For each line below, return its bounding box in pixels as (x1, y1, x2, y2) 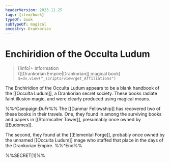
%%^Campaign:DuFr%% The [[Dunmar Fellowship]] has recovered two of (5, 105, 161, 112)
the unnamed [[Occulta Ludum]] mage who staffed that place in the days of (5, 137, 164, 143)
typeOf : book (5, 17, 33, 22)
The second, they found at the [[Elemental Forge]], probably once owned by (5, 132, 165, 138)
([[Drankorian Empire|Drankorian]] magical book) (17, 71, 121, 77)
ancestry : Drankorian (5, 26, 51, 32)
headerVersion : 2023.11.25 (5, 7, 63, 13)
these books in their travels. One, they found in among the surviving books (5, 111, 162, 117)
